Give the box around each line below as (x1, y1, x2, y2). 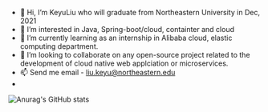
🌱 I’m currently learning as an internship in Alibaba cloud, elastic (19, 33, 233, 42)
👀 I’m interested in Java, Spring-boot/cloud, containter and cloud (19, 25, 235, 34)
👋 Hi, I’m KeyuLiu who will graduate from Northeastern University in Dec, (19, 8, 261, 17)
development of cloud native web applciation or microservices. (19, 58, 229, 68)
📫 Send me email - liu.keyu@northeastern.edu (19, 68, 176, 77)
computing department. (19, 42, 99, 51)
